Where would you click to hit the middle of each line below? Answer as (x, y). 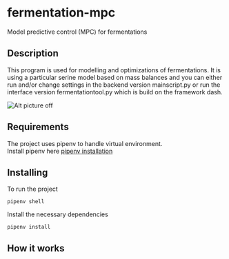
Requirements (38, 127)
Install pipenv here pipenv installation (60, 151)
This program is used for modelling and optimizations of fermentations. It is (114, 70)
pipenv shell (26, 202)
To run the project (33, 189)
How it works (36, 248)
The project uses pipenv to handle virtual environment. (85, 143)
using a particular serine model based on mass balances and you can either (115, 77)
